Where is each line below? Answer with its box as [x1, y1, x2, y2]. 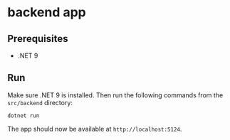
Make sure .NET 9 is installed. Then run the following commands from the [7, 90, 224, 99]
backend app [7, 4, 87, 21]
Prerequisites [7, 33, 68, 45]
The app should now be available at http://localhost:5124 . [7, 124, 182, 133]
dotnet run [7, 112, 40, 119]
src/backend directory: [7, 98, 73, 107]
